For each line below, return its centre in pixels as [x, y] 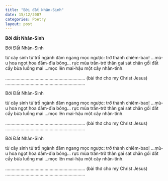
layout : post [19, 24]
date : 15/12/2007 [23, 15]
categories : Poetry [26, 19]
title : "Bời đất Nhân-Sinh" [35, 10]
